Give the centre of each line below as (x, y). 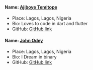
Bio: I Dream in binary (34, 57)
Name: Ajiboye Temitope (31, 7)
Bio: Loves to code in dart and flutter (50, 24)
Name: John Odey (24, 40)
